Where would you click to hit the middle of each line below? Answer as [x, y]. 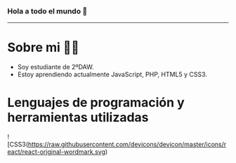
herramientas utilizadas [78, 118]
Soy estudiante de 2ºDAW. [55, 67]
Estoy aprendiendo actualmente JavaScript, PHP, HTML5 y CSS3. [112, 75]
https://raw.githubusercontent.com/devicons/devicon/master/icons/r [127, 144]
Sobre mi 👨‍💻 [43, 48]
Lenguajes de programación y [96, 102]
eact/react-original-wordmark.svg [56, 152]
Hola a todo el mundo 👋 [47, 11]
